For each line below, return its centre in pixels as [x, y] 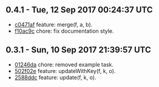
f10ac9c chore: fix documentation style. [64, 31]
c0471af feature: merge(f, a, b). [53, 24]
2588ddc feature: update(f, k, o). [55, 77]
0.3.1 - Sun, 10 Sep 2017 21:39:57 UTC [78, 50]
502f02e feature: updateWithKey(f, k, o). [65, 71]
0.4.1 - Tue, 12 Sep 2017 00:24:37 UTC [79, 10]
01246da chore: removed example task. [64, 64]
